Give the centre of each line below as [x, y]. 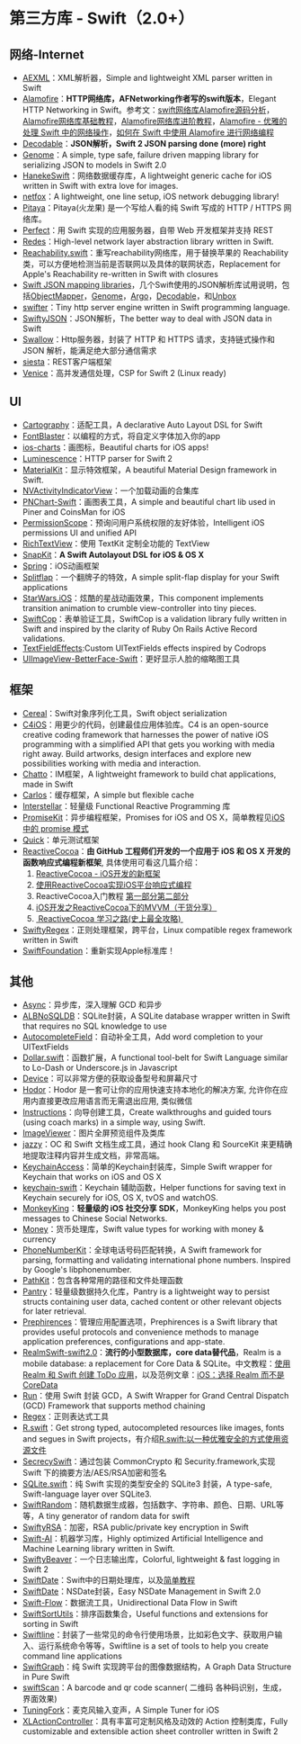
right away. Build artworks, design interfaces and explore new [137, 753]
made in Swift [48, 784]
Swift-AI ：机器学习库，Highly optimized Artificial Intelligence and [142, 1539]
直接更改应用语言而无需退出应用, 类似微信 [115, 1101]
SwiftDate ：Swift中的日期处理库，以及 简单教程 [109, 1580]
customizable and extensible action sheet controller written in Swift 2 [150, 1731]
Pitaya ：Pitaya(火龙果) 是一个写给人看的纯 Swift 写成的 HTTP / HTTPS [152, 207]
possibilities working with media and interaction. [111, 763]
